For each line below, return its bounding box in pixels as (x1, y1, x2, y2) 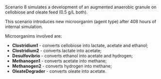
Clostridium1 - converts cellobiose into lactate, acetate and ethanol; (12, 43, 148, 48)
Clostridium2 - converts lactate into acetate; (12, 48, 102, 53)
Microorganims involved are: (5, 33, 62, 39)
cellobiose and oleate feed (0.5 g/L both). (5, 9, 88, 15)
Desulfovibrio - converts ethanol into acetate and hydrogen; (12, 53, 133, 59)
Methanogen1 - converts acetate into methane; (12, 58, 107, 63)
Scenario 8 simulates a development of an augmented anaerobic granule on (5, 4, 157, 10)
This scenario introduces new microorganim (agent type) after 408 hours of (5, 19, 157, 24)
